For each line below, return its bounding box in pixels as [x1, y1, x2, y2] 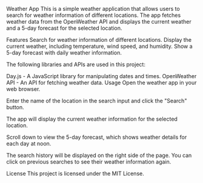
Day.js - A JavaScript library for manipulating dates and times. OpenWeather [6, 73, 197, 79]
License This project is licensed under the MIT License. [6, 170, 144, 177]
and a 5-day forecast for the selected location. [6, 24, 122, 32]
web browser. [6, 85, 41, 93]
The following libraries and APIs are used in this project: [6, 61, 145, 68]
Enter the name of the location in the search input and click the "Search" [6, 97, 187, 104]
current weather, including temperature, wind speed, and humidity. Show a [6, 42, 193, 50]
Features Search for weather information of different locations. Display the [6, 36, 192, 43]
